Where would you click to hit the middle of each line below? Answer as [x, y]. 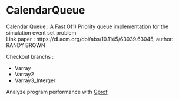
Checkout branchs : [30, 56]
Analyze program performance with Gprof [57, 92]
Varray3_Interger [35, 80]
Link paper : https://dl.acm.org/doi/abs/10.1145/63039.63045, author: [90, 39]
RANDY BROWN [26, 45]
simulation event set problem [41, 32]
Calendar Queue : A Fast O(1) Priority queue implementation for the [87, 26]
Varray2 [24, 74]
